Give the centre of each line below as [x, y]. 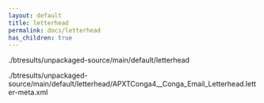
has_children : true [40, 38]
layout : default [35, 15]
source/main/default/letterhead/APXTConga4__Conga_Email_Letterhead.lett [132, 84]
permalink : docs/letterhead [55, 30]
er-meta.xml [28, 93]
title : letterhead [38, 23]
